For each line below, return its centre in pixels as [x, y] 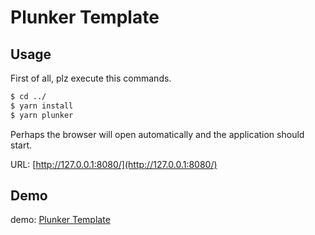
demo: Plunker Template [60, 220]
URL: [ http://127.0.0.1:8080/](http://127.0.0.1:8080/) [114, 164]
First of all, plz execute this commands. [91, 78]
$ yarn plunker [42, 115]
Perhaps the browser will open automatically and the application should [157, 134]
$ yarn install [42, 106]
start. [21, 145]
